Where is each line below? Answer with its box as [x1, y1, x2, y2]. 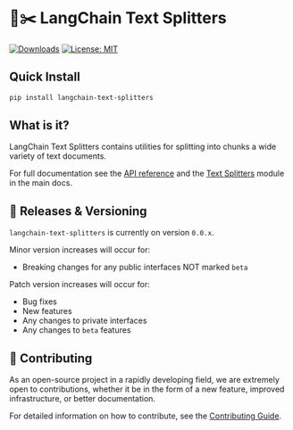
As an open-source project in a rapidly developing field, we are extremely [9, 375, 280, 385]
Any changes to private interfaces [21, 315, 147, 327]
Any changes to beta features [21, 325, 131, 335]
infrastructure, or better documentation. [9, 393, 156, 404]
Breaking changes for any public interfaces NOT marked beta [21, 261, 248, 273]
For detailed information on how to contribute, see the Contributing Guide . [9, 410, 282, 421]
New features [21, 306, 73, 317]
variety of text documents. [9, 151, 107, 161]
